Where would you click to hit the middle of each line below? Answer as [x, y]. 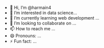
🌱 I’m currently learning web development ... [54, 18]
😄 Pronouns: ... [26, 36]
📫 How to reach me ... [32, 29]
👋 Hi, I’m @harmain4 [30, 8]
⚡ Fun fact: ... [23, 41]
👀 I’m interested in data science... [43, 13]
